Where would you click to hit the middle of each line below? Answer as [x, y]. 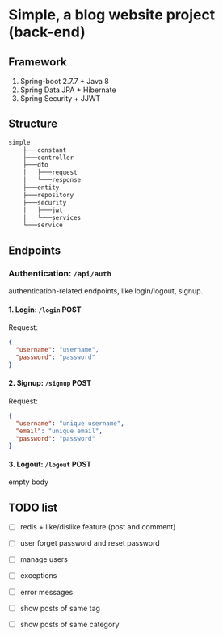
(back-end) [47, 32]
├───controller [48, 158]
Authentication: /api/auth [60, 273]
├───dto [36, 165]
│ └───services [52, 217]
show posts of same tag [60, 608]
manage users [44, 559]
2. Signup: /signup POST [50, 383]
